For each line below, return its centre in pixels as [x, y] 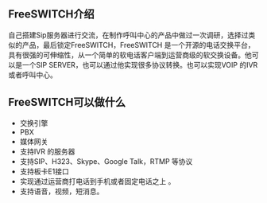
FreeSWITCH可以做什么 [67, 102]
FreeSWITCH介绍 [51, 14]
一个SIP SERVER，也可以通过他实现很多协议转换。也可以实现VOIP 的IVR [140, 64]
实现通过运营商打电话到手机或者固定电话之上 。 [97, 181]
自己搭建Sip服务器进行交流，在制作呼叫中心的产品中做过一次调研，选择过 [128, 35]
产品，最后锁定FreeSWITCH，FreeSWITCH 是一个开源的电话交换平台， [138, 45]
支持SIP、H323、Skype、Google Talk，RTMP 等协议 [106, 161]
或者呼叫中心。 [33, 75]
